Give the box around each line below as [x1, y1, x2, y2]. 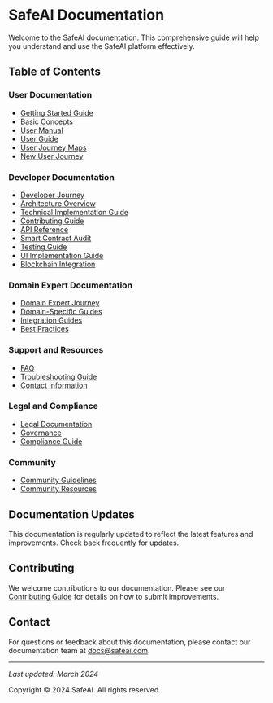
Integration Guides [19, 315, 83, 325]
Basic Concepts [19, 116, 73, 126]
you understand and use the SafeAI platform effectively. [8, 41, 195, 51]
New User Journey [19, 151, 84, 160]
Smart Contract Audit [19, 233, 92, 243]
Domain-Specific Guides [19, 307, 103, 317]
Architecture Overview [19, 198, 96, 209]
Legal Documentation [19, 419, 93, 428]
